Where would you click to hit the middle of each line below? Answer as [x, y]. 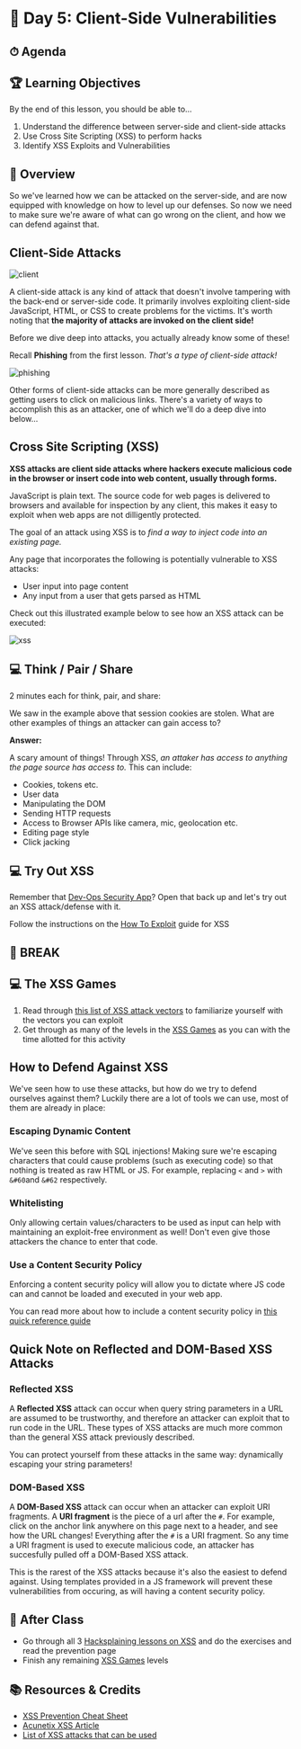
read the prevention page [69, 1651]
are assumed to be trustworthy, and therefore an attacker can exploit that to [150, 1418]
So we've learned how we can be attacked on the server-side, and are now [148, 196]
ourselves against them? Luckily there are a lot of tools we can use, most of [149, 1098]
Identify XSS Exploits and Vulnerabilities [96, 146]
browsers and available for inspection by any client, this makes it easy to [144, 505]
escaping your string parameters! [71, 1464]
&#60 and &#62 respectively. [58, 1179]
